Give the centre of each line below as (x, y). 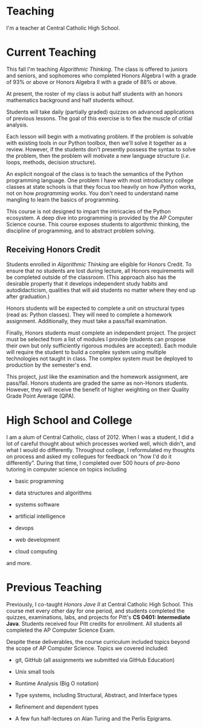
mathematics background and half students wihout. (70, 100)
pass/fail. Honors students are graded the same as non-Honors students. (97, 383)
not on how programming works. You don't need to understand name (92, 193)
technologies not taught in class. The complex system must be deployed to (100, 358)
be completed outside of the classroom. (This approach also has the (91, 277)
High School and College (69, 420)
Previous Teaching (54, 587)
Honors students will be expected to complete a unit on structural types (95, 308)
